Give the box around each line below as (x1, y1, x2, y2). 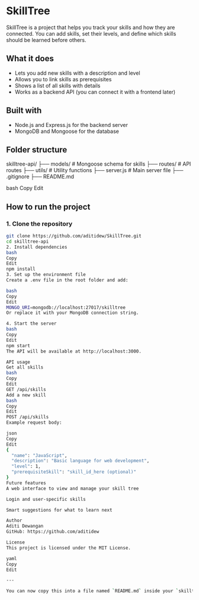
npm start (6, 342, 31, 348)
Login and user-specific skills (6, 496, 86, 502)
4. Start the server (6, 320, 57, 327)
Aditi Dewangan (6, 523, 44, 529)
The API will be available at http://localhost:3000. (6, 348, 142, 354)
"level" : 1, (11, 464, 41, 469)
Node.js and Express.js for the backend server (14, 121, 129, 128)
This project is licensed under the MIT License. (6, 545, 131, 551)
